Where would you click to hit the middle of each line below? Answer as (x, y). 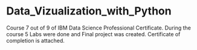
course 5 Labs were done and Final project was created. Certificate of (93, 34)
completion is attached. (36, 40)
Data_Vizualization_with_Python (89, 11)
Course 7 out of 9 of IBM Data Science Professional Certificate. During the (99, 28)
